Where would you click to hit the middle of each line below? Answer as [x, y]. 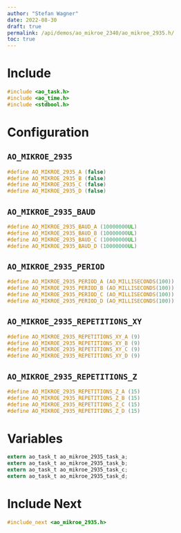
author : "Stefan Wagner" [43, 13]
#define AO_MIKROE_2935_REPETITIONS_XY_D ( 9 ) [74, 356]
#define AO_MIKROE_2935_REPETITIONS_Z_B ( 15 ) [74, 398]
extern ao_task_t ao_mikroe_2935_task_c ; [68, 470]
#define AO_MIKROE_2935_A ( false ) [57, 172]
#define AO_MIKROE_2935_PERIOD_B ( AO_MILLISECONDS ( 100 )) [91, 288]
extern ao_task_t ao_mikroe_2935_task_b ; [68, 463]
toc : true [21, 39]
